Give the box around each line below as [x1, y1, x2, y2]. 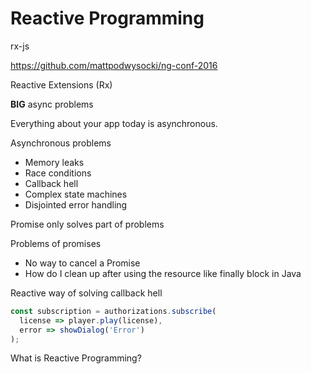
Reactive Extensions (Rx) [10, 78, 113, 91]
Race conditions [24, 167, 92, 179]
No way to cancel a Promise [24, 257, 141, 269]
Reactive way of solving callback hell [10, 287, 163, 299]
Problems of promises [10, 237, 102, 249]
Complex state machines [24, 188, 128, 200]
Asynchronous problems [10, 137, 112, 149]
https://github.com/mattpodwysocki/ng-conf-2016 [10, 59, 218, 71]
